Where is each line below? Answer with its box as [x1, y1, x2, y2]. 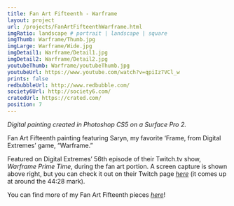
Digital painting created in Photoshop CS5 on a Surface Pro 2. [7, 120, 187, 128]
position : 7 [7, 101, 42, 108]
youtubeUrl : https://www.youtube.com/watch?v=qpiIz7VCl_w [7, 68, 180, 75]
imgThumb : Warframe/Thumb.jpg [7, 36, 96, 43]
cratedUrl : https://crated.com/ [7, 95, 102, 102]
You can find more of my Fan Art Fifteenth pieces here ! [7, 190, 166, 199]
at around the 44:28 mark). [7, 177, 85, 185]
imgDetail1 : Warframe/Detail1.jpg [7, 50, 109, 57]
